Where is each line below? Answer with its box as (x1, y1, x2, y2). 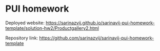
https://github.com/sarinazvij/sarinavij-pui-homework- (39, 35, 154, 41)
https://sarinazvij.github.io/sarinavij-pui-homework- (45, 20, 155, 26)
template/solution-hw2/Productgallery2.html (5, 25, 99, 31)
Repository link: (5, 35, 38, 41)
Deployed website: (5, 20, 45, 26)
